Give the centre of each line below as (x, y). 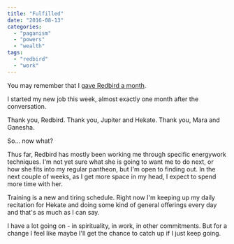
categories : (24, 26)
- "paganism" (32, 33)
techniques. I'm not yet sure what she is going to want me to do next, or (111, 162)
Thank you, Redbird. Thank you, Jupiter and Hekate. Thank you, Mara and (114, 120)
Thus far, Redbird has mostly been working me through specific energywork (117, 154)
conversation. (27, 106)
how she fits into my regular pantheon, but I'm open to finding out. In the (111, 169)
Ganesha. (21, 127)
